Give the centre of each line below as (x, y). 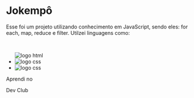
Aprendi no (20, 79)
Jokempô (29, 11)
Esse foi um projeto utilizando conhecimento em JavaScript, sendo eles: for (97, 27)
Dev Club (17, 90)
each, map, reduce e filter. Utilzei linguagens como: (68, 32)
